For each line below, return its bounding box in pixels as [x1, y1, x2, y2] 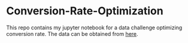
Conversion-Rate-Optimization [6, 4, 163, 18]
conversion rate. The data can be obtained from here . [6, 30, 139, 37]
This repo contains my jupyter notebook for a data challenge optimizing [6, 24, 183, 31]
